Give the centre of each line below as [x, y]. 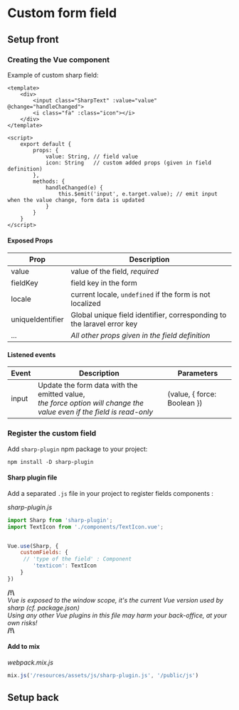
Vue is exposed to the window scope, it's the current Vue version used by [116, 600]
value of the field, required [115, 272]
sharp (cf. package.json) [43, 608]
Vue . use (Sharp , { [33, 546]
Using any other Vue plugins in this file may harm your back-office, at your [117, 615]
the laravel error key [104, 324]
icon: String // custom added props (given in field [128, 163]
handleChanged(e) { [74, 187]
